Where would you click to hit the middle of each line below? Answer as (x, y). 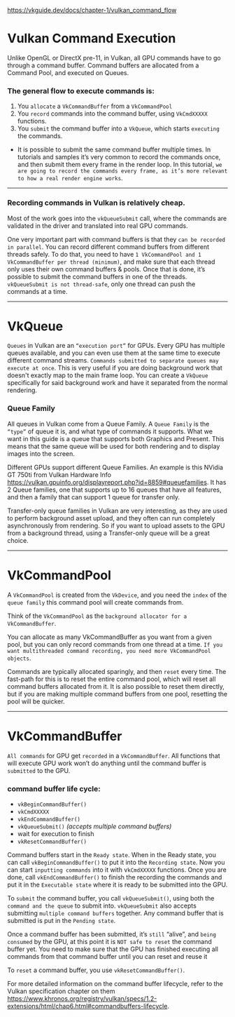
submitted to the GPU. (39, 770)
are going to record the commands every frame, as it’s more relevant (122, 171)
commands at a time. (37, 291)
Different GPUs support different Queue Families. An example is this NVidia (115, 467)
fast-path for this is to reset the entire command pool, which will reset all (112, 679)
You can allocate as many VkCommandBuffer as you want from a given (109, 637)
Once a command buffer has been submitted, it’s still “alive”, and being (112, 934)
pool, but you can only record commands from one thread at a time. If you (115, 644)
